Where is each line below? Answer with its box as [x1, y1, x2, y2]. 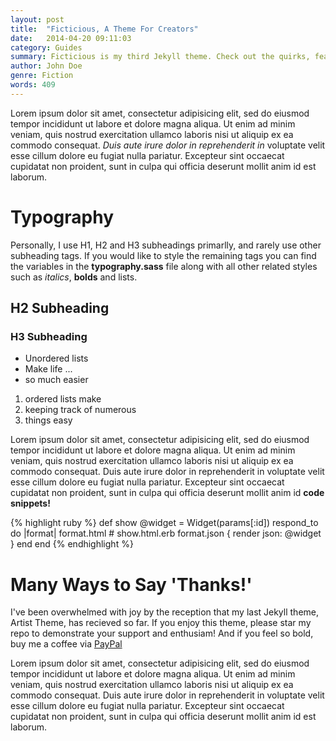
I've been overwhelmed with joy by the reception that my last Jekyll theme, [10, 606, 320, 618]
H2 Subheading [10, 300, 110, 317]
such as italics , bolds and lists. [10, 271, 138, 283]
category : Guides [10, 42, 83, 53]
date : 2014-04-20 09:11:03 [10, 33, 132, 43]
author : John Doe [10, 61, 83, 71]
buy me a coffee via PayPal [10, 638, 123, 650]
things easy [24, 414, 73, 426]
